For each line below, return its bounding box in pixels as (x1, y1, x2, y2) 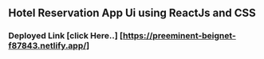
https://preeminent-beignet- (122, 30, 237, 41)
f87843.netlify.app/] (8, 40, 90, 51)
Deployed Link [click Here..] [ (8, 30, 124, 41)
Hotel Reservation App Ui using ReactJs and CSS (8, 6, 257, 20)
